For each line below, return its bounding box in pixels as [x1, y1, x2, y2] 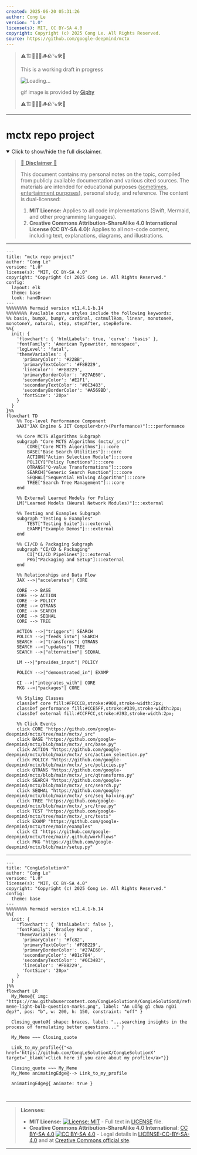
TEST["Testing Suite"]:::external [27, 520, 111, 527]
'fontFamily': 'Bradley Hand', [16, 926, 93, 933]
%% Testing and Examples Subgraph [16, 510, 101, 516]
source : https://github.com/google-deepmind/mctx [6, 36, 130, 42]
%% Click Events [16, 721, 57, 727]
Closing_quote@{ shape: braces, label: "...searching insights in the [11, 1019, 188, 1025]
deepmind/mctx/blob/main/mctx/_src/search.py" [6, 783, 122, 788]
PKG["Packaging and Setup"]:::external [27, 557, 125, 563]
